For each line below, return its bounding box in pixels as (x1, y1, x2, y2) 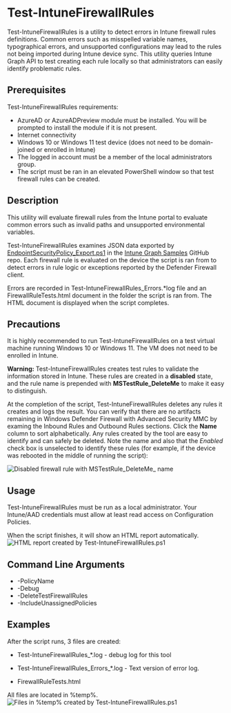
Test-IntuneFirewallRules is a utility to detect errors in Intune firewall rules (7, 28, 216, 36)
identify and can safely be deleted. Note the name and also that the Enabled (7, 437, 223, 445)
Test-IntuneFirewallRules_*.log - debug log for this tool (17, 650, 172, 658)
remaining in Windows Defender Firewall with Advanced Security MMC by (7, 415, 217, 423)
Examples (7, 619, 50, 631)
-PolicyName (17, 577, 54, 585)
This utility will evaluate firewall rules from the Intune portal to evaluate (7, 213, 208, 222)
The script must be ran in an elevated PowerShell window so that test (17, 167, 214, 175)
